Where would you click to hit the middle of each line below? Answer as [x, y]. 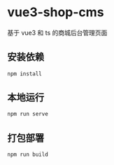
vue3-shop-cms [56, 12]
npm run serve [28, 114]
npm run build [28, 155]
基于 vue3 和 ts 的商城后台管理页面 [57, 32]
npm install [24, 74]
